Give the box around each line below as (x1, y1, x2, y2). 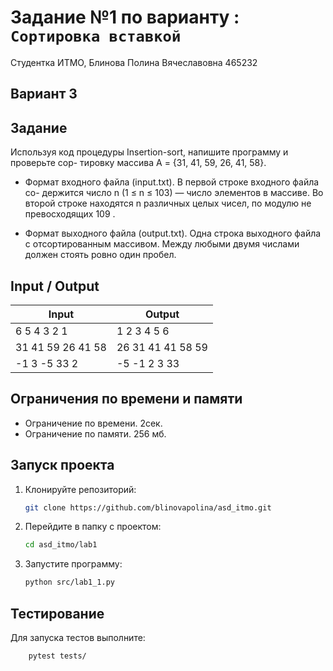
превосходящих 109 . (24, 208, 116, 220)
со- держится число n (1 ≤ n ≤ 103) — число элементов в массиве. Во (24, 187, 324, 199)
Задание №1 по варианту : (10, 6, 240, 29)
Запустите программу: (24, 558, 123, 570)
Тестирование (10, 605, 105, 622)
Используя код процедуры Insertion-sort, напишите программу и (10, 146, 289, 158)
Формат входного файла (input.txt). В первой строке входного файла (24, 176, 320, 188)
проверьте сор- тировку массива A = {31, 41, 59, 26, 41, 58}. (10, 157, 267, 169)
